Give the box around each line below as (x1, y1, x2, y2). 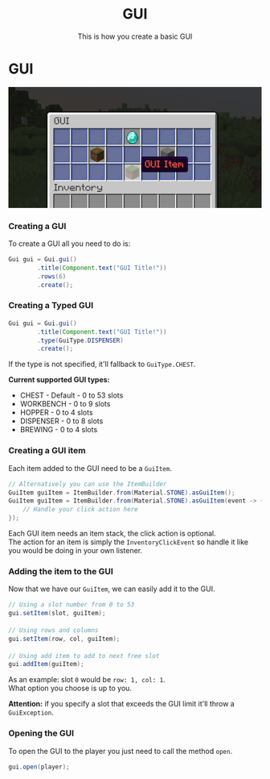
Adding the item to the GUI (8, 565, 114, 577)
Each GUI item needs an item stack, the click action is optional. (8, 529, 216, 538)
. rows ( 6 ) (37, 272, 67, 281)
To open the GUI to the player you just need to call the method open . (8, 746, 233, 756)
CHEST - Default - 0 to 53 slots (19, 390, 124, 400)
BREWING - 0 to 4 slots (19, 425, 98, 435)
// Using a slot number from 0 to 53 (8, 601, 135, 609)
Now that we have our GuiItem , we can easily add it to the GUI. (8, 584, 215, 594)
